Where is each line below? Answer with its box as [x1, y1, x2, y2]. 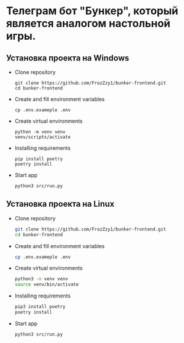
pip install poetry [14, 156, 63, 162]
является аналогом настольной [6, 17, 170, 30]
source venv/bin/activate [14, 281, 79, 288]
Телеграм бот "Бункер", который [6, 4, 179, 18]
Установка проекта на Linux [6, 199, 115, 209]
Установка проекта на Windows [6, 53, 130, 63]
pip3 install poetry [14, 304, 66, 310]
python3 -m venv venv [14, 276, 69, 282]
